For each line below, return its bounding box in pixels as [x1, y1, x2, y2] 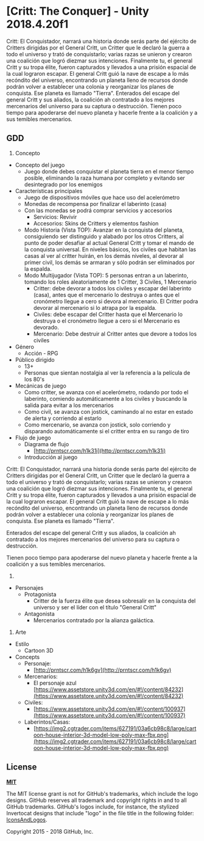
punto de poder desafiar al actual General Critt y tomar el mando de [24, 239, 194, 246]
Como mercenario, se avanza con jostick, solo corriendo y [24, 420, 171, 428]
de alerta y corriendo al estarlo [24, 414, 102, 422]
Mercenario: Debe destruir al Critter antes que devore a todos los [33, 330, 197, 337]
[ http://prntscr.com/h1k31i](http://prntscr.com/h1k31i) [33, 447, 166, 454]
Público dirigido [15, 356, 55, 363]
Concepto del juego [15, 161, 65, 169]
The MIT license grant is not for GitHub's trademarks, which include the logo [6, 790, 199, 797]
